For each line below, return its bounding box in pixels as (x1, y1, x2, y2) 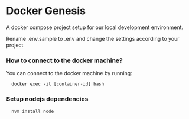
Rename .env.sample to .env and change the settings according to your (6, 35, 180, 42)
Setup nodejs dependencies (6, 95, 89, 103)
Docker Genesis (6, 4, 86, 18)
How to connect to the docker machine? (6, 56, 123, 65)
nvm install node (11, 108, 54, 114)
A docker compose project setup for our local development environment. (6, 24, 184, 31)
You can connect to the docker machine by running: (6, 70, 132, 77)
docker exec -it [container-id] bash (11, 81, 105, 87)
